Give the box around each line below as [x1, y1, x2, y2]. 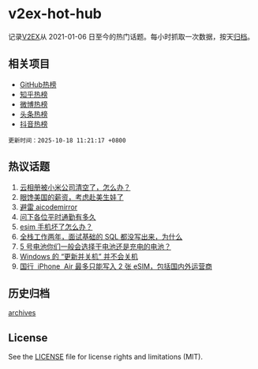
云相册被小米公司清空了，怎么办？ [19, 183, 131, 192]
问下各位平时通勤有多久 [19, 212, 96, 221]
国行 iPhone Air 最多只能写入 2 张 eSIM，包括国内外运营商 [19, 262, 213, 271]
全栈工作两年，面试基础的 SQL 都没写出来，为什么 [19, 232, 183, 241]
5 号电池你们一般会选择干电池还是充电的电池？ [19, 242, 172, 251]
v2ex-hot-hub [8, 5, 103, 23]
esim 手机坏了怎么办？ [19, 222, 93, 232]
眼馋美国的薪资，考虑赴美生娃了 [19, 192, 124, 201]
